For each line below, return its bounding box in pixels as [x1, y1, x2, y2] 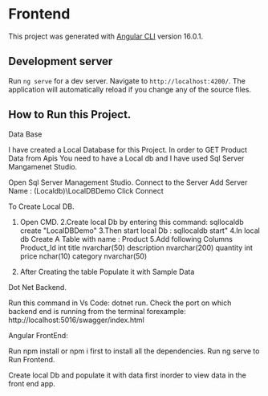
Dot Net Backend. [8, 282, 67, 292]
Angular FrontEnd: [8, 330, 68, 340]
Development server [8, 55, 113, 68]
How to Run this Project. [8, 108, 132, 121]
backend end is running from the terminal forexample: [8, 306, 186, 316]
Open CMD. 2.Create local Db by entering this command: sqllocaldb [19, 217, 245, 227]
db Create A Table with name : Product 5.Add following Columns [19, 234, 233, 243]
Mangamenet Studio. [8, 161, 78, 171]
